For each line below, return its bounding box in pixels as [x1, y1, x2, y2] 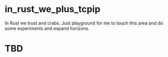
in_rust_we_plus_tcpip [5, 3, 100, 15]
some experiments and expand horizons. [5, 25, 90, 31]
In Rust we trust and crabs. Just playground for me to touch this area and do [5, 20, 163, 26]
